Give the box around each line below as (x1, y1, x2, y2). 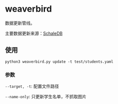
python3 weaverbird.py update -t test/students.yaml (5, 59, 114, 64)
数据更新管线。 (5, 20, 35, 26)
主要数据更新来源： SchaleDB (5, 30, 63, 36)
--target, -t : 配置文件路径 (5, 84, 59, 89)
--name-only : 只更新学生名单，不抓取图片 (5, 94, 87, 100)
